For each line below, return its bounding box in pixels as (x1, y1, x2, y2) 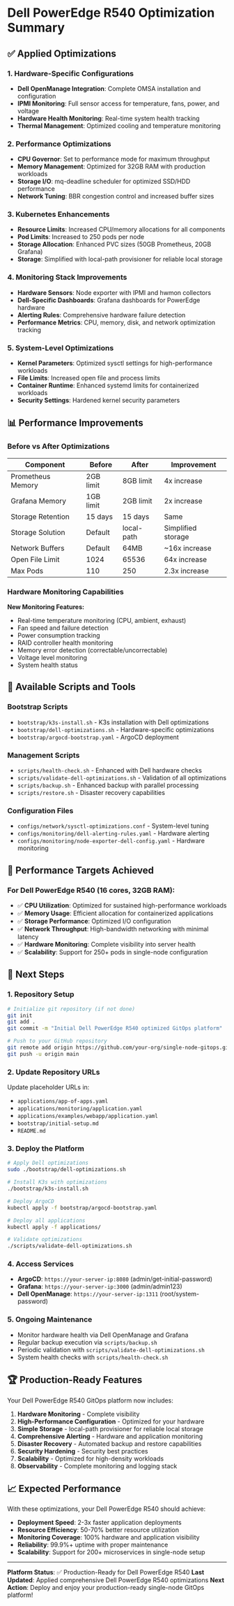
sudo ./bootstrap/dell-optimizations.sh (7, 1166, 127, 1173)
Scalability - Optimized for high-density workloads (17, 1454, 164, 1463)
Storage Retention (10, 512, 70, 522)
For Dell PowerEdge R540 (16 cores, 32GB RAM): (7, 885, 175, 895)
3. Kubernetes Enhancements (7, 210, 110, 220)
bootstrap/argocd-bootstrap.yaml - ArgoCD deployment (17, 733, 179, 741)
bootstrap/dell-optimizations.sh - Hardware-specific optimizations (17, 725, 214, 733)
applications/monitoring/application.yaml (17, 1105, 143, 1112)
